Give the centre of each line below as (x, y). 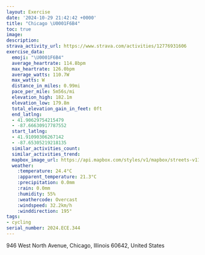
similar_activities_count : (46, 148)
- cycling (19, 223)
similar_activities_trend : (46, 154)
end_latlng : (27, 114)
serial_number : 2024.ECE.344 (43, 228)
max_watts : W (28, 80)
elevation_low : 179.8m (41, 103)
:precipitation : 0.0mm (46, 183)
